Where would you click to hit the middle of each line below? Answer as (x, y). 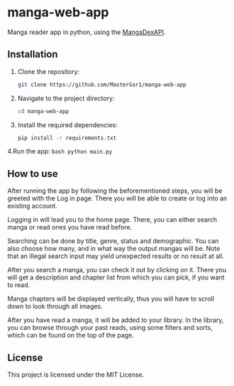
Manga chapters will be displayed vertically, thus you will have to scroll (111, 299)
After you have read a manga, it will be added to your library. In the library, (116, 320)
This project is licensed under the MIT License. (76, 375)
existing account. (33, 206)
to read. (19, 285)
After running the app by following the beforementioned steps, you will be (115, 191)
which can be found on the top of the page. (71, 336)
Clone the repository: (49, 71)
